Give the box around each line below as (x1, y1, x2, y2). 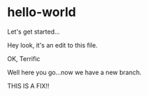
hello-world (7, 4, 77, 20)
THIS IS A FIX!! (7, 81, 50, 90)
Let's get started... (7, 27, 61, 36)
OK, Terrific (7, 54, 40, 63)
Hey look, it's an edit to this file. (7, 41, 98, 49)
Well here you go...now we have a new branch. (7, 68, 142, 76)
